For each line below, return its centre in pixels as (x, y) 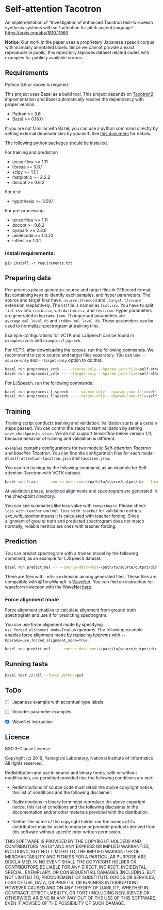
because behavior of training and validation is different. (60, 438)
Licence (17, 737)
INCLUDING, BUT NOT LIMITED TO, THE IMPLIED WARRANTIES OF (72, 852)
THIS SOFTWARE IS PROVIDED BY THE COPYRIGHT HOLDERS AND (73, 842)
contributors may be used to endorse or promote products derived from (84, 827)
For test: (13, 192)
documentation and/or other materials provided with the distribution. (80, 812)
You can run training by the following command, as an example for (71, 468)
